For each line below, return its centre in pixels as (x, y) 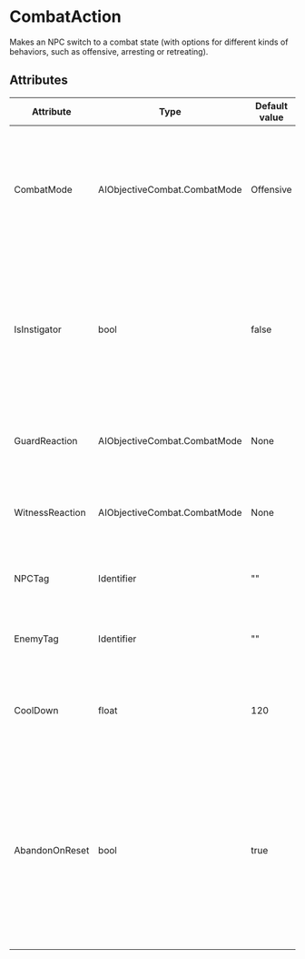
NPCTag (32, 578)
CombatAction (66, 17)
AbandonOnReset (52, 850)
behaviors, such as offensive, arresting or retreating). (109, 51)
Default (272, 106)
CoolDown (36, 710)
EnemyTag (36, 639)
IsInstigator (38, 329)
